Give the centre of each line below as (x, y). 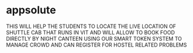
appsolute (31, 10)
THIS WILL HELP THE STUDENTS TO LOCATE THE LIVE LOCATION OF (91, 26)
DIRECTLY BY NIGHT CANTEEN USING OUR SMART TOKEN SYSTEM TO (94, 38)
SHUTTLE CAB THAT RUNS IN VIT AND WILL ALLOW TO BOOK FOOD (91, 32)
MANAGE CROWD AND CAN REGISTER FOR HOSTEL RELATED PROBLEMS (96, 45)
